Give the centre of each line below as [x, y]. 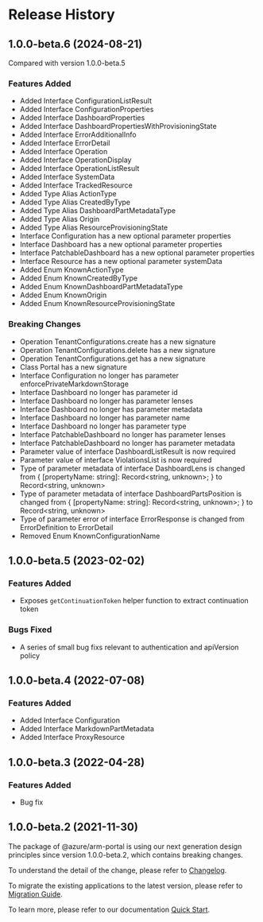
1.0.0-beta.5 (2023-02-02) [77, 561]
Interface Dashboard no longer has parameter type [103, 426]
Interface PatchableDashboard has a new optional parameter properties [137, 253]
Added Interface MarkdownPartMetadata [87, 729]
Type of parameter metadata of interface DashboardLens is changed [132, 468]
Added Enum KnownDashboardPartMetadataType [101, 287]
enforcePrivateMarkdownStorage [74, 384]
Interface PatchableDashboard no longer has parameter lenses [123, 434]
